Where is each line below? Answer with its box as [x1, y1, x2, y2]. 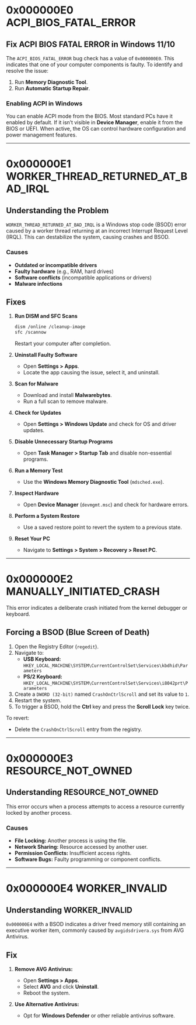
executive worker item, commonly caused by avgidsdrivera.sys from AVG [6, 927, 184, 934]
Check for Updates [14, 409, 61, 416]
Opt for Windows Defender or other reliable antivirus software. [23, 1012, 175, 1019]
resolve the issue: [6, 67, 48, 74]
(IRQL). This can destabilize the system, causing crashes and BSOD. [6, 234, 170, 241]
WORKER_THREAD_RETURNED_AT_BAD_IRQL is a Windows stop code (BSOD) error [6, 221, 187, 228]
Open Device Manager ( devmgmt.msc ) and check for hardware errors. [23, 501, 189, 508]
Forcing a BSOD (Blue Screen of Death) [6, 627, 150, 637]
